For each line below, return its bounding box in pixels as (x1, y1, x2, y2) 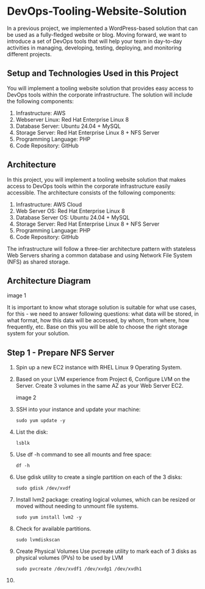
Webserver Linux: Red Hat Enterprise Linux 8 (15, 116, 129, 123)
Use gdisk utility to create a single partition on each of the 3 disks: (15, 473, 182, 481)
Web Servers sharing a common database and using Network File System (7, 251, 193, 259)
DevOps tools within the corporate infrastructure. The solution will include (7, 91, 193, 98)
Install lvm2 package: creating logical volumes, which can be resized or (15, 496, 196, 503)
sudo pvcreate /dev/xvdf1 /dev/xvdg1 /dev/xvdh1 (15, 566, 142, 572)
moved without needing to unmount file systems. (15, 503, 139, 510)
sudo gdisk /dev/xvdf (15, 485, 71, 492)
